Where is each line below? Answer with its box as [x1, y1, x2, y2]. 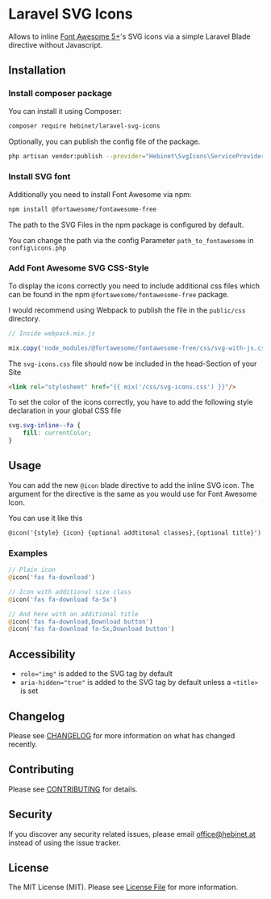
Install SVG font [8, 171, 71, 183]
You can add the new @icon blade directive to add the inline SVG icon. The [8, 480, 255, 489]
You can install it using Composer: [8, 106, 122, 116]
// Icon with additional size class [8, 587, 131, 596]
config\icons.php [8, 244, 67, 252]
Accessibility [8, 647, 76, 661]
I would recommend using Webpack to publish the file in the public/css [8, 305, 246, 315]
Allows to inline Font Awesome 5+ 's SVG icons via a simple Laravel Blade [8, 32, 252, 41]
